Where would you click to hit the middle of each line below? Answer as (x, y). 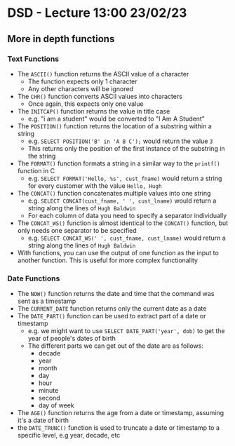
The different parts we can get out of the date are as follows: (115, 346)
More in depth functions (61, 39)
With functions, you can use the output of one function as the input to (118, 252)
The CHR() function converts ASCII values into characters (100, 96)
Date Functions (34, 278)
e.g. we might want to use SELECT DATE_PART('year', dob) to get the (126, 331)
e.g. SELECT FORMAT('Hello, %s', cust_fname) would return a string (125, 178)
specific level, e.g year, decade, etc (69, 435)
